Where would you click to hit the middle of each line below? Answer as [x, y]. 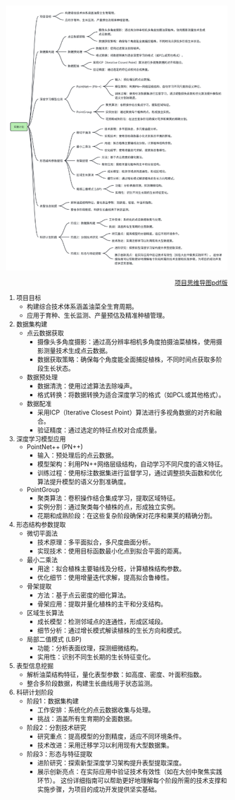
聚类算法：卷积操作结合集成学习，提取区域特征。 [108, 498]
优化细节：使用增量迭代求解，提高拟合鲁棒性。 [105, 578]
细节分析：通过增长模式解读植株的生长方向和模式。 [111, 631]
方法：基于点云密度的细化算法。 [83, 595]
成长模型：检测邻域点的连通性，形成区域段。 [102, 622]
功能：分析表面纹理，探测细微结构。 [90, 648]
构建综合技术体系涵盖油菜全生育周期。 [82, 306]
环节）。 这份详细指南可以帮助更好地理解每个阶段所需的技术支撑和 [132, 781]
